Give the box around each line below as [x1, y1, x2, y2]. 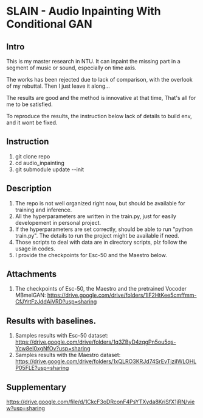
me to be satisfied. [6, 101, 53, 108]
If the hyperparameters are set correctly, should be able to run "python [15, 225, 193, 233]
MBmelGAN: [15, 291, 46, 299]
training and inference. [15, 206, 72, 213]
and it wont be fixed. [6, 119, 58, 126]
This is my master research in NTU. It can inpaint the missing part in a [6, 58, 181, 65]
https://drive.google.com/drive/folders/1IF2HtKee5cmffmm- [47, 291, 197, 299]
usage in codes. [15, 245, 56, 252]
